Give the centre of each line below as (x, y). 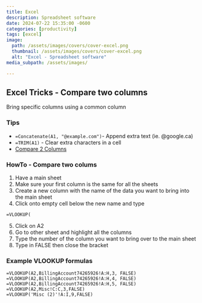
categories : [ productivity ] (42, 29)
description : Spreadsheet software (51, 18)
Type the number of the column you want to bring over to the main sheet (106, 238)
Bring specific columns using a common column (66, 107)
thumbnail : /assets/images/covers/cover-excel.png (77, 52)
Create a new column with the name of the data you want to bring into (102, 190)
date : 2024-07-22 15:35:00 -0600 (48, 23)
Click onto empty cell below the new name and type (80, 203)
